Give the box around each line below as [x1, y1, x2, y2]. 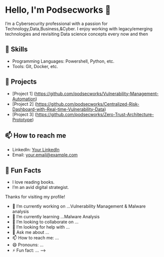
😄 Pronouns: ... [12, 242, 44, 248]
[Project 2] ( [12, 101, 37, 107]
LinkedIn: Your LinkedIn [12, 147, 60, 153]
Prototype [12, 117, 33, 122]
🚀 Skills [5, 45, 28, 53]
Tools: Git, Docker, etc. [12, 63, 58, 69]
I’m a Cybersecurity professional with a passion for [5, 21, 108, 26]
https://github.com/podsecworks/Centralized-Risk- [36, 101, 140, 107]
